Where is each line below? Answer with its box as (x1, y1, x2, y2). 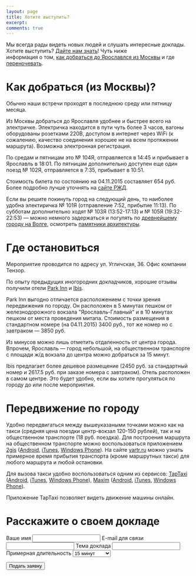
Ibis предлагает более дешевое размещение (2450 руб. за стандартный (6, 362, 188, 369)
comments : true (6, 25, 44, 31)
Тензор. (6, 267, 26, 274)
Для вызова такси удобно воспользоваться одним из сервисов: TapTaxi (6, 470, 188, 477)
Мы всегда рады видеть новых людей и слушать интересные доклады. (6, 41, 185, 48)
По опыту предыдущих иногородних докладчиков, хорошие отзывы (6, 278, 177, 285)
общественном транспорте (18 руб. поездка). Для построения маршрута (6, 434, 190, 441)
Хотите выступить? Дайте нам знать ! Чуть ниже (6, 48, 128, 55)
